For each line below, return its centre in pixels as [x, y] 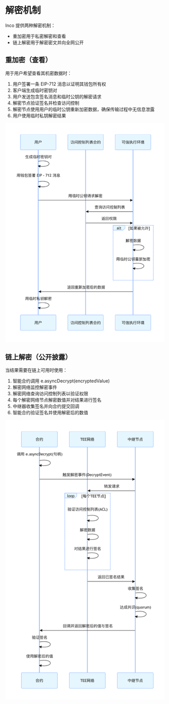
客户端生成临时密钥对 [35, 90]
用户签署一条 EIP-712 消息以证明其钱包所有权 [59, 84]
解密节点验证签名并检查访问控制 [46, 103]
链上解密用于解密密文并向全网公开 [48, 42]
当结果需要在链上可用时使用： [36, 370]
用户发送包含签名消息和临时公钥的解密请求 [57, 96]
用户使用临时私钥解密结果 [39, 115]
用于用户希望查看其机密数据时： [38, 73]
